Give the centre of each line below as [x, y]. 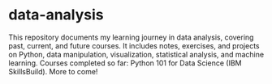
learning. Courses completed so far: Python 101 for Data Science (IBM [125, 63]
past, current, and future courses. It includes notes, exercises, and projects [134, 45]
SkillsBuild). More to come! [53, 71]
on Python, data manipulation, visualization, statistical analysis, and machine [136, 54]
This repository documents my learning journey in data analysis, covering [131, 37]
